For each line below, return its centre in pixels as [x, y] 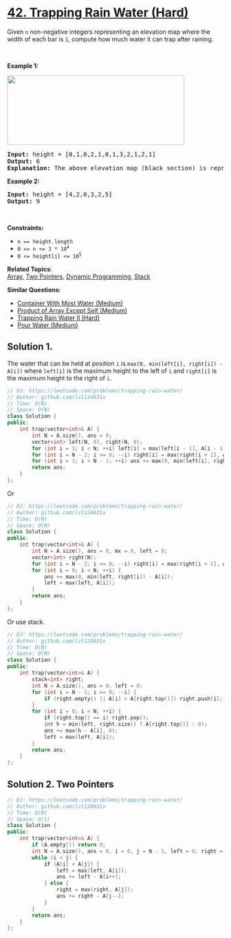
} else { [56, 884]
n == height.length [45, 242]
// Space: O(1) [29, 819]
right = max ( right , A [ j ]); [95, 890]
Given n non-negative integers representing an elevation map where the [109, 32]
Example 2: [23, 181]
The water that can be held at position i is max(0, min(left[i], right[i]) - [115, 363]
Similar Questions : [34, 289]
